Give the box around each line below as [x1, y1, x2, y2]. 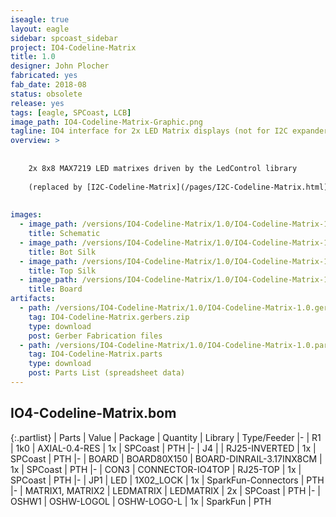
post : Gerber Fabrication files [28, 331, 163, 341]
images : [10, 210, 43, 220]
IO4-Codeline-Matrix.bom [10, 405, 177, 422]
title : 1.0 [10, 52, 56, 62]
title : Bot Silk [28, 247, 97, 257]
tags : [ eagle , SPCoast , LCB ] [10, 107, 132, 118]
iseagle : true [10, 14, 70, 25]
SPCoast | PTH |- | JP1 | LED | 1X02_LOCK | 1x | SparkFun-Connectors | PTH [10, 474, 325, 486]
